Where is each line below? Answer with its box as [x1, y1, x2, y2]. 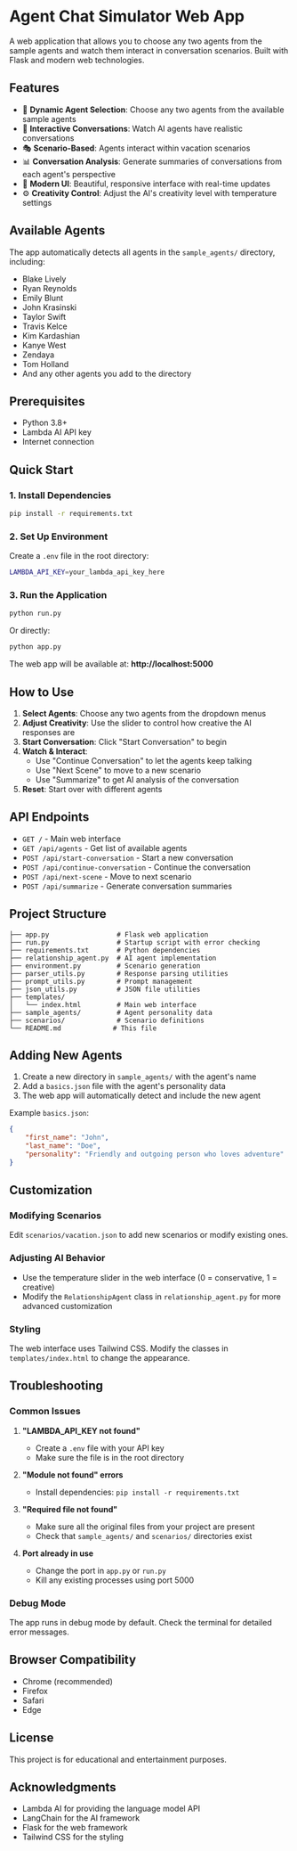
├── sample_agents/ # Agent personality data [9, 1008, 213, 1017]
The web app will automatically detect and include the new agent [21, 1090, 261, 1102]
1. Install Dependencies [9, 488, 112, 501]
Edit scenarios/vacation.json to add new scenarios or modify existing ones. [9, 1230, 289, 1241]
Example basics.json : [9, 1108, 90, 1118]
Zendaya [21, 349, 55, 360]
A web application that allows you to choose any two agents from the [9, 36, 262, 46]
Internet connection [21, 437, 95, 447]
